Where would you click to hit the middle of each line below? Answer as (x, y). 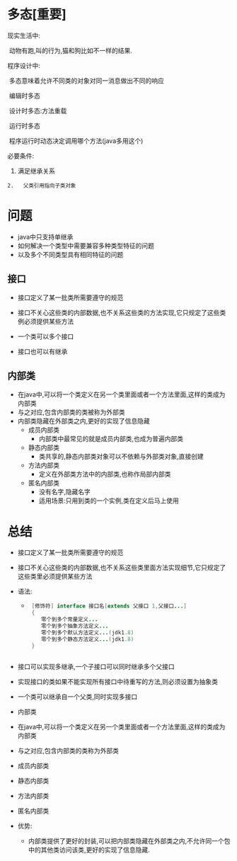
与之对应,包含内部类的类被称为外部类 (71, 412)
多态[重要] (37, 15)
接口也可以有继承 (42, 351)
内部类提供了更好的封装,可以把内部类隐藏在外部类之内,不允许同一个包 (129, 841)
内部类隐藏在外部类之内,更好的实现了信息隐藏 (83, 421)
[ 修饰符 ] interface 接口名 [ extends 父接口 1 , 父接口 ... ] (109, 606)
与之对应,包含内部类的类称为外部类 (68, 751)
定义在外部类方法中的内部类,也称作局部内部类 (105, 474)
